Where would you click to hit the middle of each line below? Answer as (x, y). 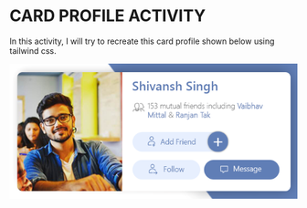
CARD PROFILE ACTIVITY (108, 16)
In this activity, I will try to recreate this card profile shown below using (142, 41)
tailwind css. (33, 50)
